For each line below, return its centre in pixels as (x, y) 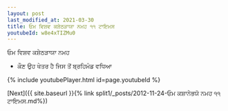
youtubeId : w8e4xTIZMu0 (41, 33)
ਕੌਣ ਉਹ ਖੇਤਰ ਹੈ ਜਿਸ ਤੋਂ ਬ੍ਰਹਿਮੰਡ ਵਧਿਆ (64, 66)
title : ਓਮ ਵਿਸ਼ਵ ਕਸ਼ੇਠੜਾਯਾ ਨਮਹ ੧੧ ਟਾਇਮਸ (61, 26)
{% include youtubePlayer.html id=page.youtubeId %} (84, 80)
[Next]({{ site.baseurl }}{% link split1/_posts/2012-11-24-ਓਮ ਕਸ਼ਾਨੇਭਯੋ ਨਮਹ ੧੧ (114, 93)
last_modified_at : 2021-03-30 (51, 20)
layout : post (26, 13)
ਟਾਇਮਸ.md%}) (28, 101)
